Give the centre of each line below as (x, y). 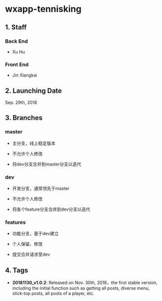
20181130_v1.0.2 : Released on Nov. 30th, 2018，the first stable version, (85, 283)
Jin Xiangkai (25, 75)
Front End (17, 64)
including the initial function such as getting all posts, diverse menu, (81, 288)
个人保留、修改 (27, 244)
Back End (16, 41)
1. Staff (16, 27)
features (15, 222)
